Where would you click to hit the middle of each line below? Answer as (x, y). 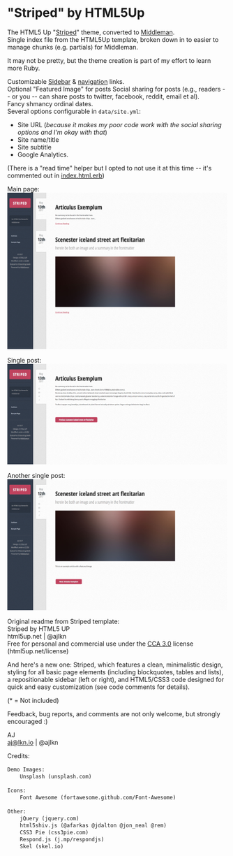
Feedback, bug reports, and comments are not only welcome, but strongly (114, 713)
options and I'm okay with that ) (62, 132)
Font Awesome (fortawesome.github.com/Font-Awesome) (98, 797)
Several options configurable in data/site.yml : (74, 111)
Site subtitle (35, 147)
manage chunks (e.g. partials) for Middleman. (73, 47)
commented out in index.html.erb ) (56, 175)
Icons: (17, 790)
